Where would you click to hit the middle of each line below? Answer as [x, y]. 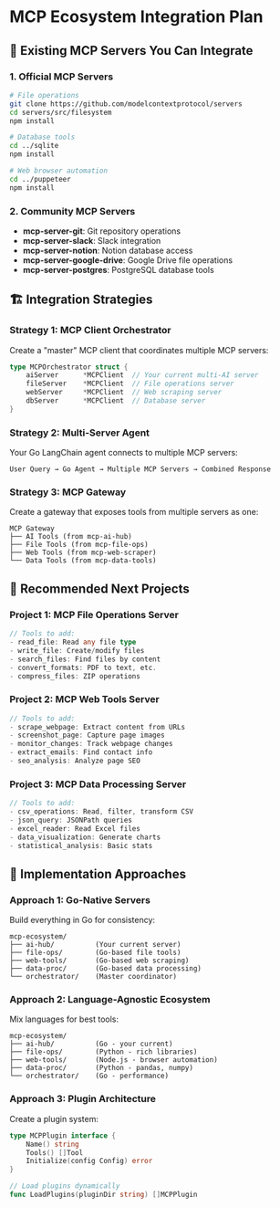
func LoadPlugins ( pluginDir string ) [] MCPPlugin [104, 1195]
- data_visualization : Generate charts [85, 837]
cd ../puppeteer [40, 179]
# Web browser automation [58, 171]
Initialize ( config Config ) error [89, 1161]
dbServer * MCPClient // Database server [116, 401]
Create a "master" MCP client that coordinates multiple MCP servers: [139, 350]
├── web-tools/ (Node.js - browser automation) [114, 1060]
